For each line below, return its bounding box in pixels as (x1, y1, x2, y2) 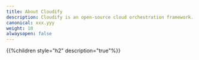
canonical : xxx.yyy (6, 20, 55, 26)
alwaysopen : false (6, 31, 52, 37)
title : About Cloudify (6, 8, 63, 15)
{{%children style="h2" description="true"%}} (6, 47, 121, 54)
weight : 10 (6, 25, 33, 31)
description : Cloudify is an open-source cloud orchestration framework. (6, 14, 194, 20)
